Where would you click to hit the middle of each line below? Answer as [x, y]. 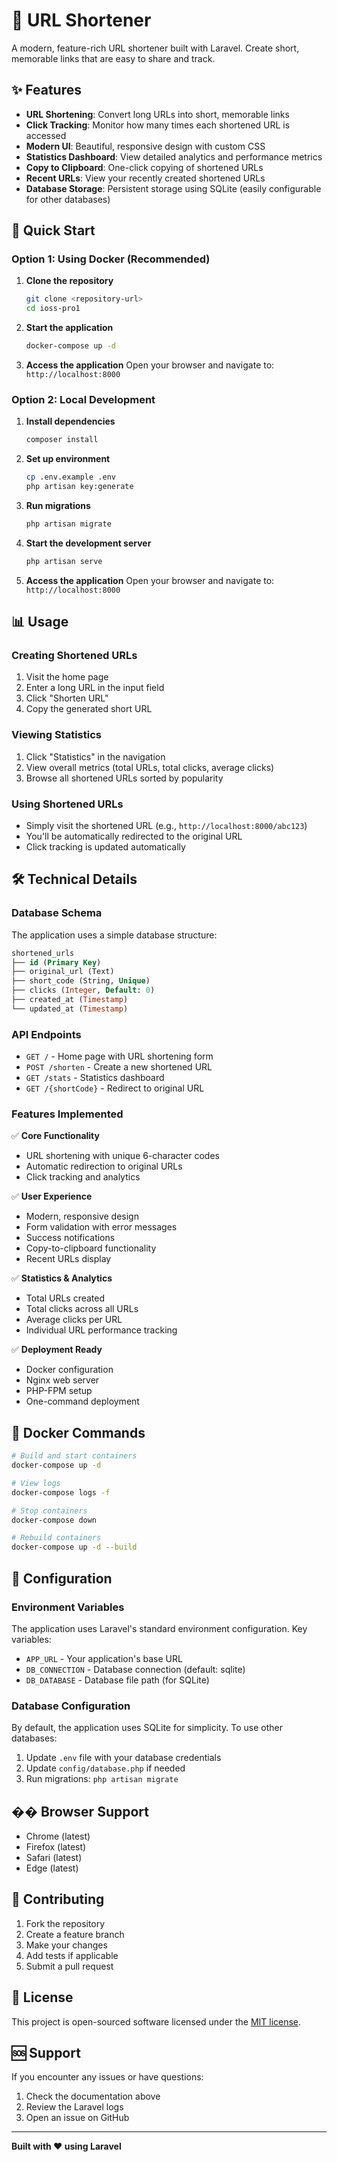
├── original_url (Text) [63, 972]
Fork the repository [65, 1923]
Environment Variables [68, 1607]
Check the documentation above [93, 2096]
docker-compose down [54, 1520]
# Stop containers [49, 1510]
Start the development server [88, 543]
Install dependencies [70, 421]
